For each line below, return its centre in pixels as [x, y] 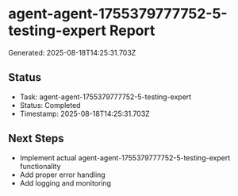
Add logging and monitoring [65, 183]
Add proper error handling [62, 175]
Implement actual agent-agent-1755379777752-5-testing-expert [125, 158]
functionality [40, 166]
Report [132, 31]
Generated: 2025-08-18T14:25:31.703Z [72, 52]
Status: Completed [50, 105]
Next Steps [36, 138]
